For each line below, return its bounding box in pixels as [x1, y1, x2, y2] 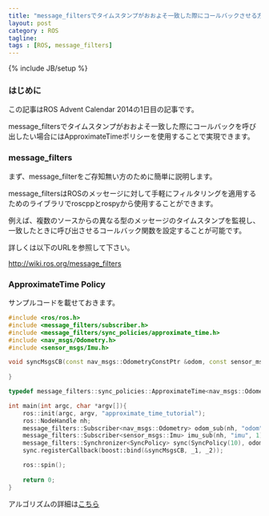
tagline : [8, 34, 38, 42]
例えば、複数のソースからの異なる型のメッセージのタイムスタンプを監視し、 [8, 216, 260, 225]
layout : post [8, 19, 52, 27]
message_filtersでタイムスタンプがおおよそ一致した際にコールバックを [8, 122, 243, 131]
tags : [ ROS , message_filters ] [8, 42, 113, 50]
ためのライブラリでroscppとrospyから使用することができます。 [8, 198, 218, 208]
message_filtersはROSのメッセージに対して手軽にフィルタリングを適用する [8, 188, 257, 198]
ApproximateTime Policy [8, 278, 106, 289]
